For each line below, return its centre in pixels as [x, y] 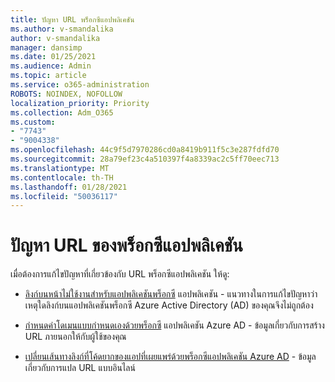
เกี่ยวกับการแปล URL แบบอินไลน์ [80, 368]
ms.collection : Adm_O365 [62, 112]
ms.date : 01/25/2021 [53, 57]
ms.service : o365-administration [80, 85]
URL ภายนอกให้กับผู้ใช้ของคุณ [75, 337]
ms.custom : [33, 122]
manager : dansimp [46, 47]
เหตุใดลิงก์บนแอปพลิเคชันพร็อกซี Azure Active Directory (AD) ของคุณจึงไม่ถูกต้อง [169, 305]
